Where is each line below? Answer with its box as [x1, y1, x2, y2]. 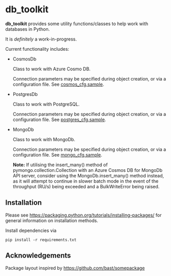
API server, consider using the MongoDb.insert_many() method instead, [12, 172, 164, 179]
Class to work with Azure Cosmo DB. [12, 66, 91, 72]
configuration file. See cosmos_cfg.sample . [12, 81, 104, 87]
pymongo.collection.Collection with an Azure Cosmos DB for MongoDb [12, 167, 163, 173]
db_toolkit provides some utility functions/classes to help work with [5, 21, 148, 27]
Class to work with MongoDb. [12, 136, 76, 142]
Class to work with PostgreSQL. [12, 101, 80, 107]
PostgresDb [12, 91, 38, 97]
